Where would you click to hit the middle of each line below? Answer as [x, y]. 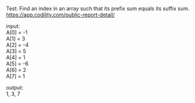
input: [13, 26]
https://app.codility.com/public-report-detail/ [60, 15]
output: [15, 87]
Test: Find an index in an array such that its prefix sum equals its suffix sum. [98, 9]
